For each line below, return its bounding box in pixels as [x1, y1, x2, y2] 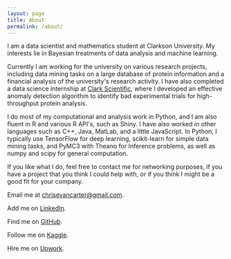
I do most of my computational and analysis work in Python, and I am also [7, 113, 217, 121]
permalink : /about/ [7, 23, 64, 30]
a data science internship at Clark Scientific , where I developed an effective [7, 84, 223, 93]
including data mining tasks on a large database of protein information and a [7, 70, 225, 78]
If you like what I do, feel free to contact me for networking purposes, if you [7, 163, 223, 171]
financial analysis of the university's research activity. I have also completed [7, 77, 224, 86]
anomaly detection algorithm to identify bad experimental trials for [7, 92, 196, 100]
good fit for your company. [7, 178, 84, 186]
